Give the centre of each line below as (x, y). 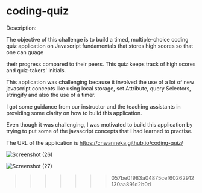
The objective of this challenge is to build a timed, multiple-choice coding (97, 39)
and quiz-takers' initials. (36, 70)
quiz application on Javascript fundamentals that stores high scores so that (100, 46)
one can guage (25, 52)
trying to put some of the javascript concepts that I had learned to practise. (99, 131)
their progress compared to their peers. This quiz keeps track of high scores (101, 64)
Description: (21, 28)
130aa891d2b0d (131, 184)
